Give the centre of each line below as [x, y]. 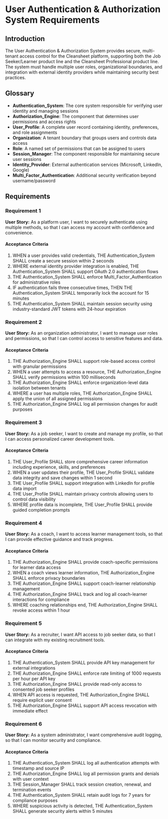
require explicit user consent [42, 700]
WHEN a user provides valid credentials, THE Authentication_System [83, 255]
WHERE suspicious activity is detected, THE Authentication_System [82, 806]
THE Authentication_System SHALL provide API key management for [83, 663]
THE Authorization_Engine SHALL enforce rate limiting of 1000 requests [87, 673]
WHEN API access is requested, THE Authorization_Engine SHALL [81, 694]
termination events [32, 790]
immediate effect [30, 711]
